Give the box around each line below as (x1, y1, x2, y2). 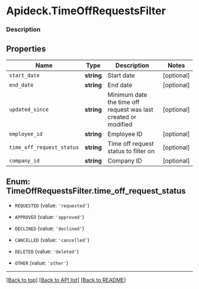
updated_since (9, 106, 49, 113)
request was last (107, 105, 154, 113)
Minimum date (107, 90, 147, 99)
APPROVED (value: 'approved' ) (14, 213, 85, 220)
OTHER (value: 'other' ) (14, 259, 69, 266)
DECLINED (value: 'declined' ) (14, 224, 85, 232)
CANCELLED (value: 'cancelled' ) (14, 236, 90, 243)
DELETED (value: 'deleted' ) (14, 247, 79, 255)
